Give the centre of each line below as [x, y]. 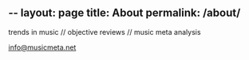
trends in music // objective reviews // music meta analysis [105, 32]
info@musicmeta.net [42, 47]
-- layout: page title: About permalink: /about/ [125, 13]
